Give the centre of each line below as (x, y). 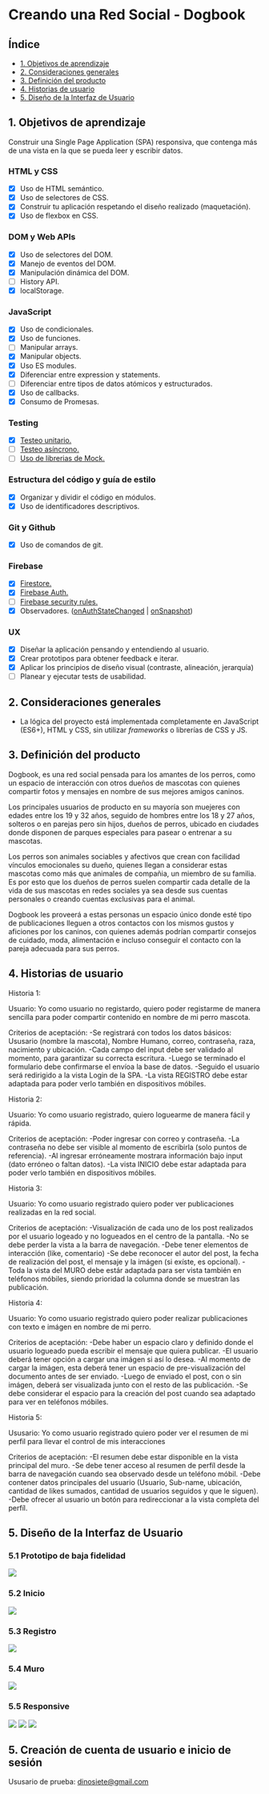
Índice (24, 44)
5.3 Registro (32, 1631)
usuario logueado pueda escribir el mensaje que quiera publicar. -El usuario (133, 1351)
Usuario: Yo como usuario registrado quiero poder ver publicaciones (121, 1203)
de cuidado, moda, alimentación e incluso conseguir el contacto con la (125, 940)
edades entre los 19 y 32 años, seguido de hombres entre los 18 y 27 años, (132, 815)
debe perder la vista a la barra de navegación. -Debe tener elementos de (128, 1244)
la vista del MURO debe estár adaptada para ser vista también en (134, 1270)
